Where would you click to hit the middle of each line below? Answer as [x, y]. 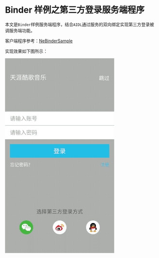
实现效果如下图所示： [26, 51]
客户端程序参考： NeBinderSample [39, 41]
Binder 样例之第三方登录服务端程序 [75, 10]
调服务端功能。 [20, 30]
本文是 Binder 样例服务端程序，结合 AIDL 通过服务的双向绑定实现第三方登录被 [79, 24]
